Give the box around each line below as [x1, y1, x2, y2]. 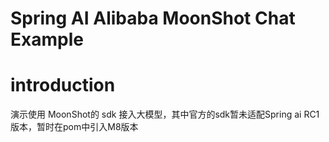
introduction [10, 74, 116, 97]
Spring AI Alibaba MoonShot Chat [10, 7, 296, 30]
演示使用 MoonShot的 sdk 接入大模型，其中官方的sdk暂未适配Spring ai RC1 [10, 108, 320, 121]
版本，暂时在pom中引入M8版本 [10, 121, 139, 133]
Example [10, 28, 84, 51]
